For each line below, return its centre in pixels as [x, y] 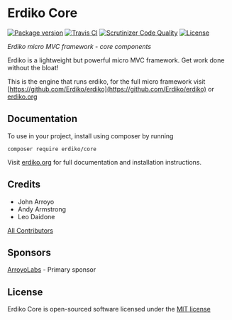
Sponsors [29, 252]
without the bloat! [33, 67]
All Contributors [30, 230]
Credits [24, 185]
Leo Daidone [36, 216]
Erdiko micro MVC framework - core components [79, 46]
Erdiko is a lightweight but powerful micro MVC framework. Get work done [116, 60]
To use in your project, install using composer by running [90, 136]
